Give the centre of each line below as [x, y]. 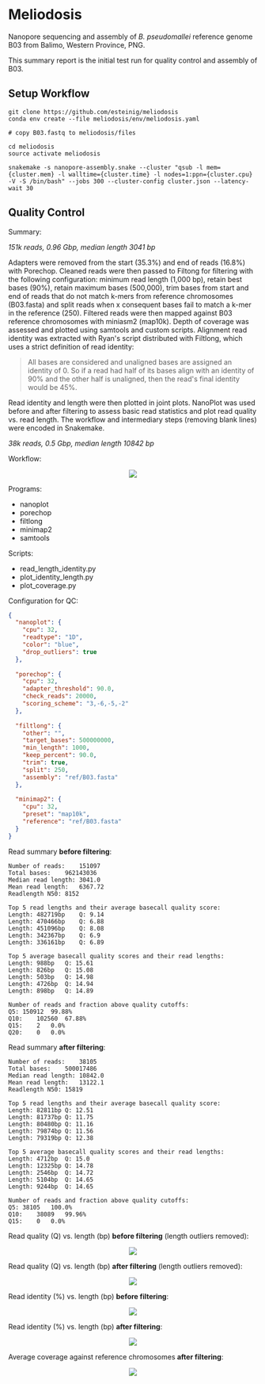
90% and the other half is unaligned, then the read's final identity [133, 379]
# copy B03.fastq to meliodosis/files [72, 132]
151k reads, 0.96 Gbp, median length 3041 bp [82, 247]
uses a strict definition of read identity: [71, 346]
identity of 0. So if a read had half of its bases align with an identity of [141, 370]
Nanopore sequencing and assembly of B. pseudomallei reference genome [131, 36]
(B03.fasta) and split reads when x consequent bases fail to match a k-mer [130, 304]
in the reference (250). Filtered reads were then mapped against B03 [120, 313]
